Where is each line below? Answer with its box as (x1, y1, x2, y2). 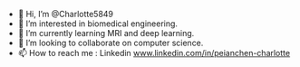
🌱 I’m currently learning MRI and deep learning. (17, 28, 195, 38)
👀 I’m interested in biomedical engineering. (17, 18, 179, 29)
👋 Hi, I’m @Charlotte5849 (17, 9, 114, 19)
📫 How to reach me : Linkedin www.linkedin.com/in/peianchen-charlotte (17, 48, 291, 58)
